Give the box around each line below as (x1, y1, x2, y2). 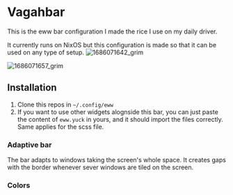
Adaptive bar (7, 140, 52, 150)
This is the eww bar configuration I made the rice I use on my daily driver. (7, 27, 218, 36)
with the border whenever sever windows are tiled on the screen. (7, 163, 194, 171)
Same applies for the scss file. (17, 123, 104, 131)
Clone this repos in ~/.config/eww (17, 100, 113, 109)
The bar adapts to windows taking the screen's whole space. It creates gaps (7, 156, 226, 164)
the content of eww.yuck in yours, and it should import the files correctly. (17, 115, 224, 123)
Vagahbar (7, 4, 65, 20)
